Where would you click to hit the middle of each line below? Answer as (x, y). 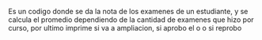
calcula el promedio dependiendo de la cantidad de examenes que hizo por (131, 20)
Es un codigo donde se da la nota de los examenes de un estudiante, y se (128, 11)
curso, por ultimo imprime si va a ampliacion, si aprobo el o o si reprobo (125, 28)
